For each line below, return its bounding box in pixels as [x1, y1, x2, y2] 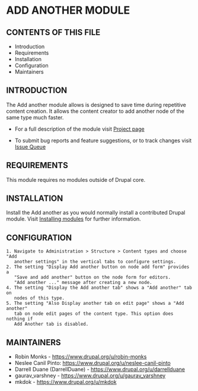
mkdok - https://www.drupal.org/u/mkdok [14, 379, 117, 386]
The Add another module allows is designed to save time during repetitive [6, 101, 187, 108]
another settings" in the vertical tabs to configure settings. [14, 259, 177, 265]
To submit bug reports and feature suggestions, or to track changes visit [14, 137, 192, 144]
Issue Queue [14, 143, 46, 150]
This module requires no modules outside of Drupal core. [6, 176, 146, 183]
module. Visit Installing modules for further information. [6, 215, 141, 223]
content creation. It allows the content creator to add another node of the [6, 108, 185, 115]
